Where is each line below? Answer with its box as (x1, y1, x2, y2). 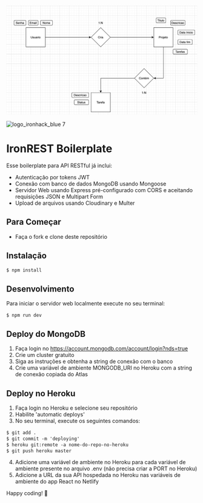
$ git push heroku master (6, 448, 72, 454)
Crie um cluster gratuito (15, 351, 75, 359)
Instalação (6, 251, 47, 261)
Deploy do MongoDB (6, 328, 86, 339)
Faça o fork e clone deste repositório (15, 233, 108, 240)
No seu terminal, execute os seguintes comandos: (15, 417, 141, 424)
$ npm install (6, 267, 42, 273)
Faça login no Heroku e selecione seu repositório (15, 404, 138, 411)
